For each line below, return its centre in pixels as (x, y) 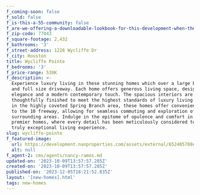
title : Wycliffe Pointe (36, 61)
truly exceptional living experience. (60, 128)
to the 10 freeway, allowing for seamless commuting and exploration (99, 111)
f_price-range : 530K (32, 73)
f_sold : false (24, 17)
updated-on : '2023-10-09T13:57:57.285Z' (57, 161)
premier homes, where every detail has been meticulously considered (99, 122)
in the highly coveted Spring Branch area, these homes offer (90, 106)
